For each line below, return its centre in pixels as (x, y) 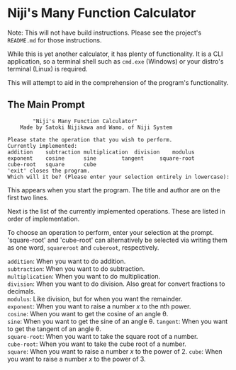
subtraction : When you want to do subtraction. (76, 268)
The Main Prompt (46, 105)
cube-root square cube (52, 164)
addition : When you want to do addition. (67, 261)
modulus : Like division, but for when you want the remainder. (95, 299)
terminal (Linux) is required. (47, 69)
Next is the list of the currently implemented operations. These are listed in (116, 211)
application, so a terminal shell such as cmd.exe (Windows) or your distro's (116, 61)
